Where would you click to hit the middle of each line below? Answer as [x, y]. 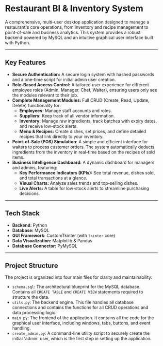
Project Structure [32, 265]
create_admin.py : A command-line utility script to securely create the [81, 333]
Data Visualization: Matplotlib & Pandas [52, 240]
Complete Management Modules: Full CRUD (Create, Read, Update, [81, 100]
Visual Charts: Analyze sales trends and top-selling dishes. [79, 183]
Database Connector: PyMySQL [45, 246]
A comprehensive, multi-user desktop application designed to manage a [77, 22]
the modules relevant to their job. [45, 95]
